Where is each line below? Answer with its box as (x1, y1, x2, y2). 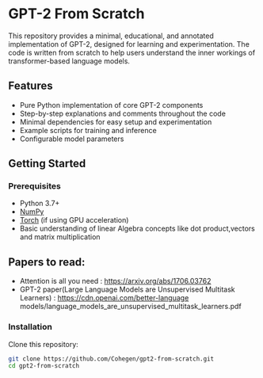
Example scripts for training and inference (19, 125, 157, 135)
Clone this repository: (8, 339, 79, 349)
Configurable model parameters (19, 134, 124, 143)
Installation (8, 322, 53, 333)
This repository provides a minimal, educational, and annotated (8, 31, 214, 40)
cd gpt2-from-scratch (8, 362, 80, 370)
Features (8, 79, 53, 93)
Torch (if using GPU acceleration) (19, 216, 129, 225)
